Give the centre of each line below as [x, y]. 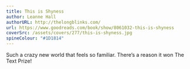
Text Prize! [19, 61]
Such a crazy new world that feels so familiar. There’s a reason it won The [95, 55]
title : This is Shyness [35, 11]
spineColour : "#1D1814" [35, 38]
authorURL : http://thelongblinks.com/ [53, 22]
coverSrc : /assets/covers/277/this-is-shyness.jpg [69, 33]
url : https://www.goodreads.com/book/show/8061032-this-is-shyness [90, 28]
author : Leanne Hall [31, 17]
